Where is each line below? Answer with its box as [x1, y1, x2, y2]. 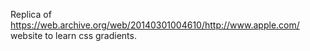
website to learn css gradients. [10, 30, 137, 41]
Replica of [10, 9, 52, 20]
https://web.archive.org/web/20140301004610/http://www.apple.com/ [10, 19, 300, 31]
